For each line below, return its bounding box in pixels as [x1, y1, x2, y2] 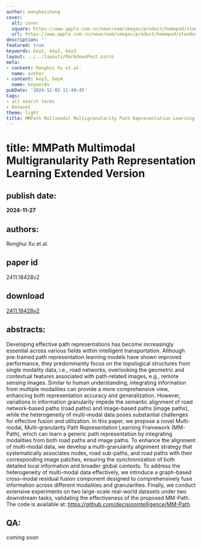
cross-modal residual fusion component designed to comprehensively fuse [6, 475, 192, 482]
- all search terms [6, 98, 55, 104]
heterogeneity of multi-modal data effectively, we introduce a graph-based [6, 468, 192, 476]
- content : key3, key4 [6, 76, 63, 82]
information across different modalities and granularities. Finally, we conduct [6, 481, 196, 489]
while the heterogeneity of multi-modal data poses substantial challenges [6, 411, 188, 418]
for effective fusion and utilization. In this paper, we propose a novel [6, 417, 174, 425]
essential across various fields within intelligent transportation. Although [6, 347, 185, 354]
